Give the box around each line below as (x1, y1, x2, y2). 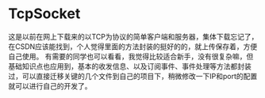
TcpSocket (8, 5, 81, 23)
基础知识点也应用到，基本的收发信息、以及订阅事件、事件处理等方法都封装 (8, 61, 252, 71)
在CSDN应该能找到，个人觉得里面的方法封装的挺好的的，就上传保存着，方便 (8, 41, 258, 51)
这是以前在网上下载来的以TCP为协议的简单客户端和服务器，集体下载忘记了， (8, 32, 259, 41)
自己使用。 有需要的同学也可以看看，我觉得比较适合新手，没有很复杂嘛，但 (8, 51, 254, 61)
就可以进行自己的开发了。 (8, 81, 92, 91)
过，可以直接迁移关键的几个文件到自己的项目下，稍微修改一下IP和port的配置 (8, 71, 258, 81)
